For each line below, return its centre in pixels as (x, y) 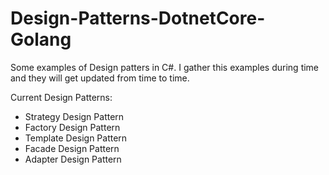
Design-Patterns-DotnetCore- (138, 18)
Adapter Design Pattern (73, 159)
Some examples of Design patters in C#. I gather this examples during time (165, 67)
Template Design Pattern (76, 138)
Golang (41, 39)
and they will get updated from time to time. (100, 78)
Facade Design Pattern (72, 148)
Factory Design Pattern (72, 127)
